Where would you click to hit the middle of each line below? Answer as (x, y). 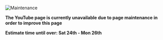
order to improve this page (34, 23)
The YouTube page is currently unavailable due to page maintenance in (81, 17)
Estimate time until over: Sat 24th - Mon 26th (54, 33)
